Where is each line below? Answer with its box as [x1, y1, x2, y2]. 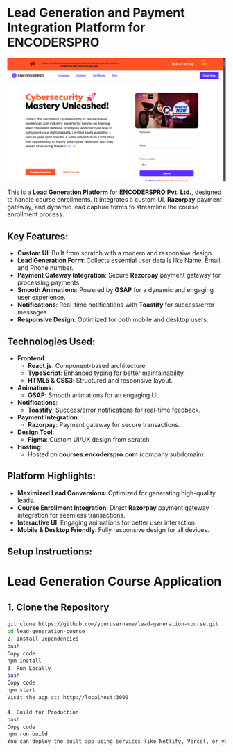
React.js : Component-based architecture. [27, 362, 148, 370]
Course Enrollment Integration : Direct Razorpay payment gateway [17, 503, 209, 512]
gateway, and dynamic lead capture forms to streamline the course [7, 203, 199, 211]
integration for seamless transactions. [17, 511, 126, 519]
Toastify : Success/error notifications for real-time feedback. [27, 406, 201, 415]
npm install [7, 657, 42, 664]
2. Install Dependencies [7, 635, 79, 643]
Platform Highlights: [7, 470, 96, 482]
